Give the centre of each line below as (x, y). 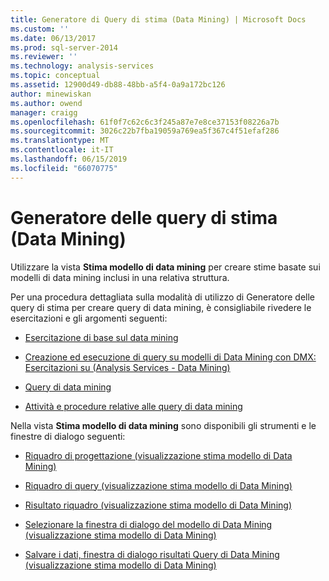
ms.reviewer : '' (44, 57)
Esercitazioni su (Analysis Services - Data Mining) (127, 367)
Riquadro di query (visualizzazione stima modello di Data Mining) (158, 485)
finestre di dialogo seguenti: (68, 436)
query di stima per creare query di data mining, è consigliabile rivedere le (161, 307)
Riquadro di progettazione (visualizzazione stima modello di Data (158, 455)
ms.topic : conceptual (55, 76)
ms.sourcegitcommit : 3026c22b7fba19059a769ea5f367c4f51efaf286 (145, 131)
